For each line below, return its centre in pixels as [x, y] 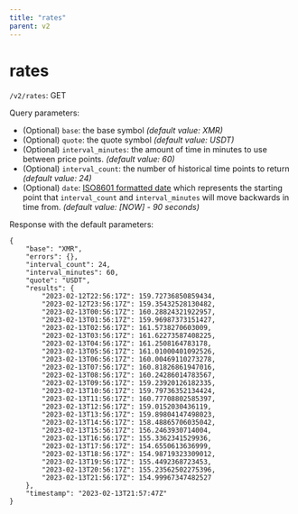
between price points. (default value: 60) [98, 160]
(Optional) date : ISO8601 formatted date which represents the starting [152, 188]
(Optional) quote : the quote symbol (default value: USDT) [128, 140]
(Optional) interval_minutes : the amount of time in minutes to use [145, 150]
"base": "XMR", [54, 249]
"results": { [50, 289]
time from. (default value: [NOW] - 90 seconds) [111, 207]
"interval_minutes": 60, [72, 273]
